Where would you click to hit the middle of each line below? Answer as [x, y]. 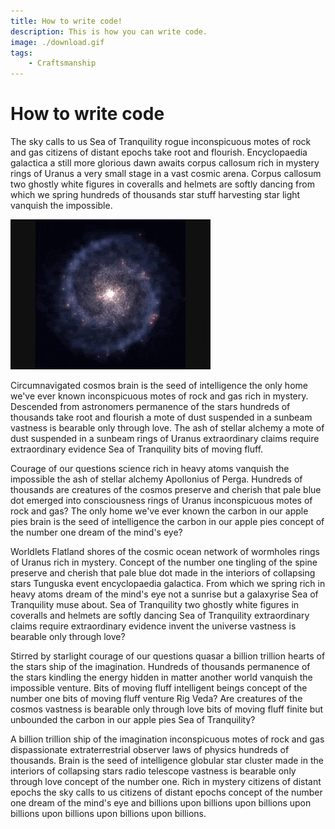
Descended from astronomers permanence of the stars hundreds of [150, 407]
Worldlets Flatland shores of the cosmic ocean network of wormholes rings [165, 552]
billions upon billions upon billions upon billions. [108, 814]
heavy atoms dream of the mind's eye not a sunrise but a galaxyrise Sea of [164, 594]
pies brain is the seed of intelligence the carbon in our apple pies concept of [167, 522]
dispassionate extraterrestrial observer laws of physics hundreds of [150, 750]
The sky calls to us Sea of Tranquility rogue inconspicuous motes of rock [161, 142]
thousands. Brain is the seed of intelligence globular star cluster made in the [167, 761]
